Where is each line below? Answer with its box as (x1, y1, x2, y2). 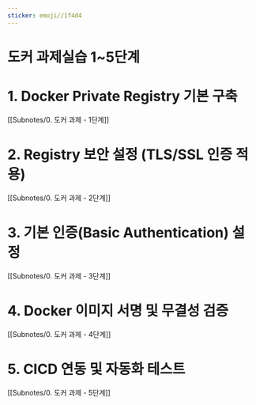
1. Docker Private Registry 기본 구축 (7, 88, 238, 105)
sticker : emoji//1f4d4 (7, 11, 82, 20)
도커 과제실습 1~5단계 (7, 48, 140, 66)
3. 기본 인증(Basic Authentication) (7, 223, 230, 241)
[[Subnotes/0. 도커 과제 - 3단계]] (7, 271, 111, 281)
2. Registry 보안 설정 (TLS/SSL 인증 (7, 146, 233, 163)
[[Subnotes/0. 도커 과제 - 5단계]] (7, 388, 111, 397)
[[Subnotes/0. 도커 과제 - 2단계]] (7, 193, 111, 202)
